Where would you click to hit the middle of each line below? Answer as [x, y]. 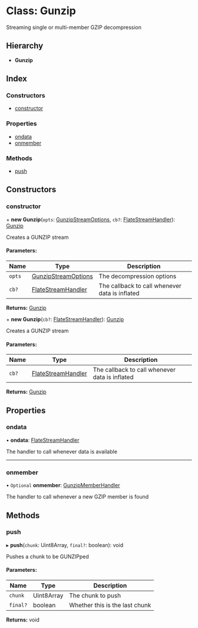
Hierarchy [25, 46]
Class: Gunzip [41, 11]
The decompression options [138, 276]
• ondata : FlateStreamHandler [43, 440]
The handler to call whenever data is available [62, 451]
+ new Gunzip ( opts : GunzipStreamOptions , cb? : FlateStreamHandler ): [91, 219]
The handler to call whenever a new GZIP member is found [77, 497]
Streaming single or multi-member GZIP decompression [74, 27]
